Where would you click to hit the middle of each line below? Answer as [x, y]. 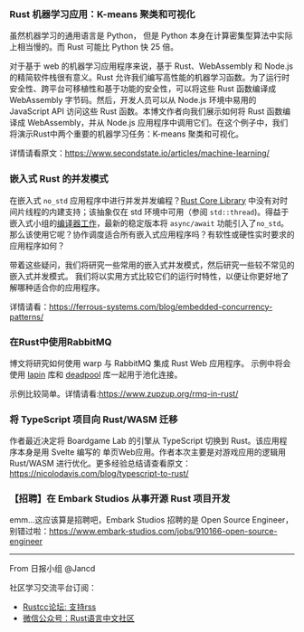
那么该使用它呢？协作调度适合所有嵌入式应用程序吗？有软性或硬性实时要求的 [152, 234]
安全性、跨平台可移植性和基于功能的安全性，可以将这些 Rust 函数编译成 [143, 89]
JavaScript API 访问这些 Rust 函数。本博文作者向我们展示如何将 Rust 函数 [146, 111]
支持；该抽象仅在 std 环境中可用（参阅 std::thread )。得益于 [177, 212]
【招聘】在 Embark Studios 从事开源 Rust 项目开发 [120, 499]
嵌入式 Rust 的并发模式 [59, 179]
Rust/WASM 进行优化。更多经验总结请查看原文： [100, 464]
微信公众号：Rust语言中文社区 [79, 618]
